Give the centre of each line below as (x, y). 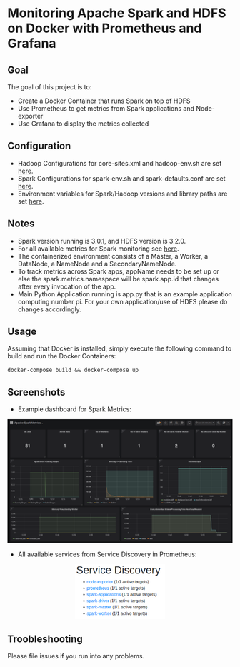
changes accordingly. (50, 309)
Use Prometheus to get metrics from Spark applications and (106, 108)
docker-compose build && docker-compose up (73, 370)
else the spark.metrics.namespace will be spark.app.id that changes (118, 279)
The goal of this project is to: (50, 87)
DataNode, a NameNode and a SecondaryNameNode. (97, 264)
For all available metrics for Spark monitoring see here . (98, 249)
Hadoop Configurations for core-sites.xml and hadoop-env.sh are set (120, 163)
